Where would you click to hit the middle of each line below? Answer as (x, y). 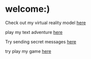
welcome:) (28, 9)
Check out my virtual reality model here (45, 23)
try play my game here (28, 51)
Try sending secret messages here (41, 42)
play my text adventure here (34, 32)
